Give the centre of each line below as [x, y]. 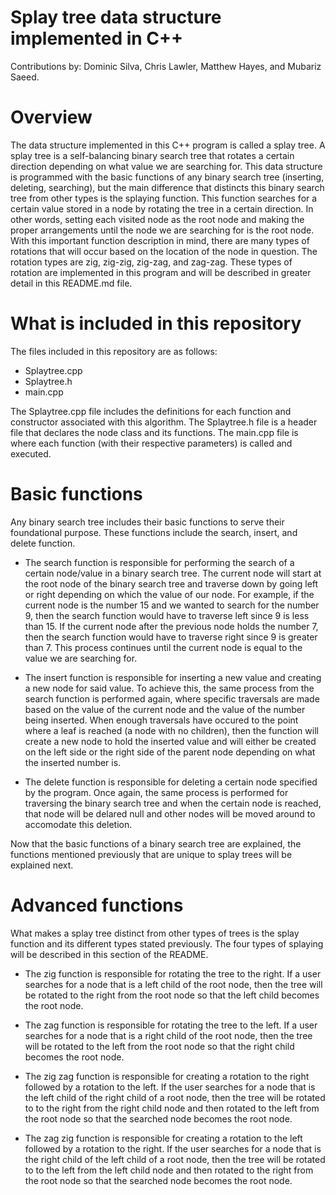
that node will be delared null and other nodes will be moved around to [170, 813]
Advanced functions [97, 905]
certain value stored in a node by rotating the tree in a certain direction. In [162, 208]
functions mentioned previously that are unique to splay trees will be [151, 854]
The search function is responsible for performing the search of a [159, 562]
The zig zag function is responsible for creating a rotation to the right [167, 1076]
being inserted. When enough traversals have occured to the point [161, 720]
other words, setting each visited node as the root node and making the [157, 219]
